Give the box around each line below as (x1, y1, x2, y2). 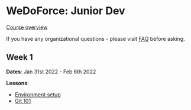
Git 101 (14, 97, 31, 104)
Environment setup (14, 90, 61, 98)
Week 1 (6, 52, 33, 63)
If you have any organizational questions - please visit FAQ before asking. (6, 35, 185, 42)
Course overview (6, 24, 48, 31)
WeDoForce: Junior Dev (6, 4, 125, 18)
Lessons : (6, 79, 30, 86)
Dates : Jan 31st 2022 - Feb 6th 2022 (6, 68, 96, 75)
